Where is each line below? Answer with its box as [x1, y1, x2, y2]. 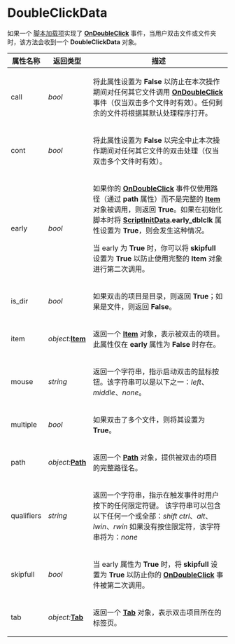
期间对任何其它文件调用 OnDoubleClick [93, 87, 224, 97]
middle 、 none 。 [93, 388, 146, 397]
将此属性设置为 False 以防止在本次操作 [93, 76, 220, 86]
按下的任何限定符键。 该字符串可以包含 [93, 500, 222, 510]
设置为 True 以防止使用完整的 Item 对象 [93, 254, 222, 263]
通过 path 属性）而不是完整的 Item [107, 194, 220, 204]
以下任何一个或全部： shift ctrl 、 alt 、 [93, 511, 213, 521]
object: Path [48, 457, 87, 467]
